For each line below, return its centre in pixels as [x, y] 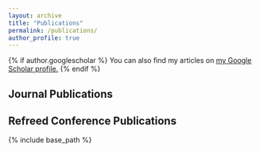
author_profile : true [44, 38]
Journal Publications [61, 94]
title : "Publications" [46, 23]
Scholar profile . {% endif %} [54, 69]
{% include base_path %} [50, 140]
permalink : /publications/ [53, 30]
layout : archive [35, 16]
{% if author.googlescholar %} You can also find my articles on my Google [130, 60]
